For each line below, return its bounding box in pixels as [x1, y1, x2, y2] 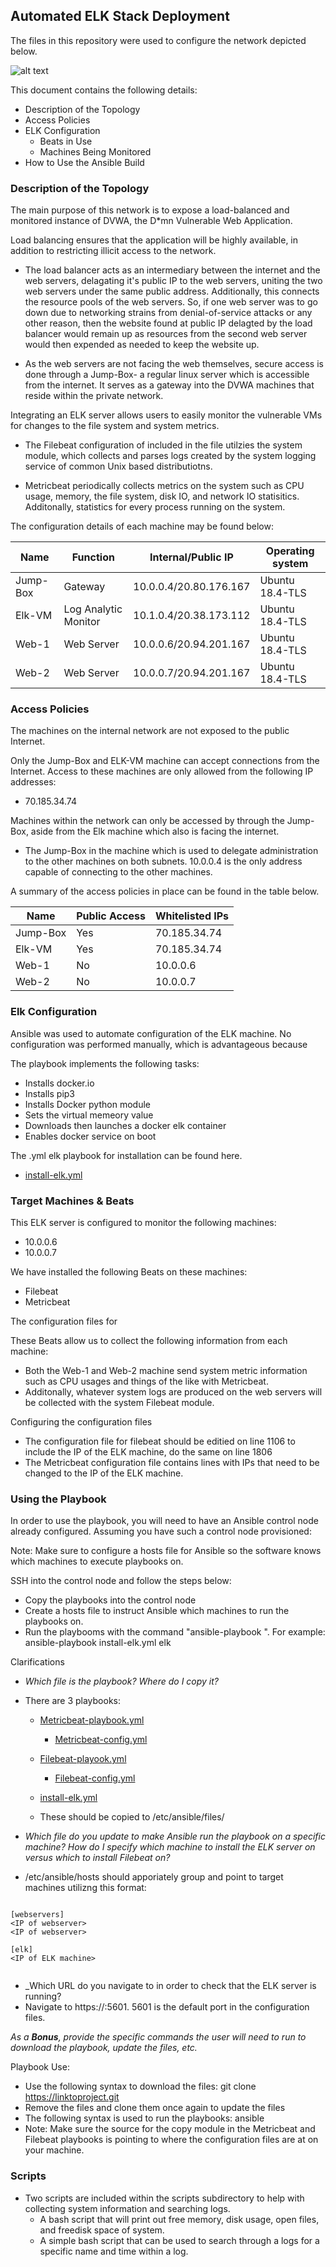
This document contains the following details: [10, 84, 198, 96]
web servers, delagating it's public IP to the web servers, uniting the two [24, 275, 323, 287]
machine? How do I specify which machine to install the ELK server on [24, 1841, 316, 1853]
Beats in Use [39, 135, 93, 147]
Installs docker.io [24, 1077, 95, 1089]
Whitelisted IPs [154, 909, 230, 923]
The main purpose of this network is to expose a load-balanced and [10, 204, 290, 216]
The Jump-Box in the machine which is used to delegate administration [24, 845, 319, 857]
